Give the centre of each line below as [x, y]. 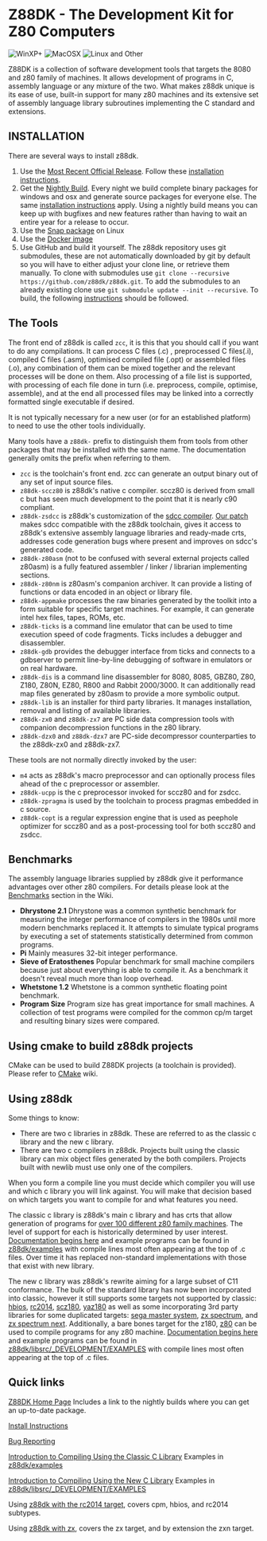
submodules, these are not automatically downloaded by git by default [135, 256]
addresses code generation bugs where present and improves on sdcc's [139, 541]
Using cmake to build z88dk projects [101, 1046]
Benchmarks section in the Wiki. [61, 896]
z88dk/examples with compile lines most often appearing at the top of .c [127, 1249]
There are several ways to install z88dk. [74, 155]
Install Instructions [39, 1425]
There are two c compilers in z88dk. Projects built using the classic [130, 1150]
